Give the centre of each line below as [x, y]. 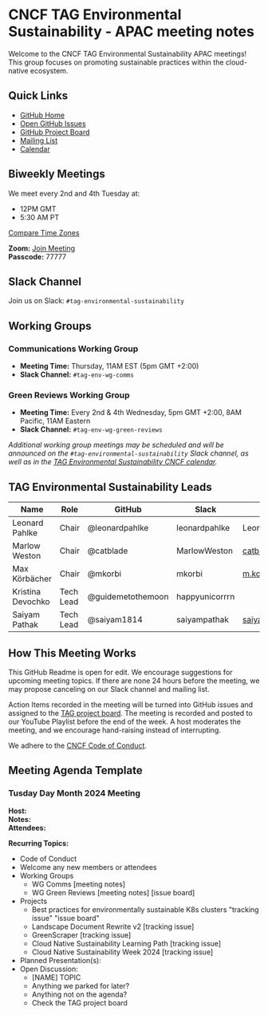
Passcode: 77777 [37, 256]
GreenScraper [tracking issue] [81, 934]
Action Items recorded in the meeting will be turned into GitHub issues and [131, 705]
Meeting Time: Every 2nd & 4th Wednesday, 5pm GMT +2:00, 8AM [130, 413]
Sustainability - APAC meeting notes [132, 32]
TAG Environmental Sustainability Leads [110, 487]
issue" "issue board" [65, 918]
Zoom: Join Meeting [42, 248]
